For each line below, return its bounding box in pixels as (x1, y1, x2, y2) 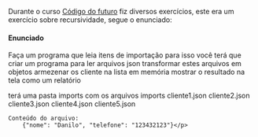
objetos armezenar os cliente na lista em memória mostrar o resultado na (8, 67, 245, 77)
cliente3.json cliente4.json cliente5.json (8, 99, 136, 109)
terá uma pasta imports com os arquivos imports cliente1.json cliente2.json (8, 91, 250, 101)
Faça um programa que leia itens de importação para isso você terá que (8, 50, 241, 60)
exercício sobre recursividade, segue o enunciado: (8, 15, 172, 24)
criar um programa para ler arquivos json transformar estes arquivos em (8, 59, 242, 68)
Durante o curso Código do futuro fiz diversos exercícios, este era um (8, 7, 234, 16)
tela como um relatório (8, 76, 81, 85)
